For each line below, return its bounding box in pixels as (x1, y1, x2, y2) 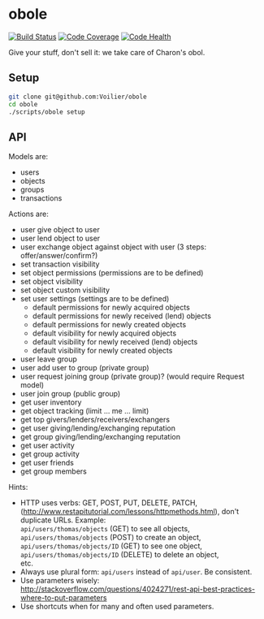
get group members (19, 466, 87, 476)
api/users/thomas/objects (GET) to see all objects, (19, 524, 190, 534)
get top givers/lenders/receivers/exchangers (19, 415, 171, 425)
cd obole (8, 100, 38, 108)
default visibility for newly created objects (32, 346, 173, 356)
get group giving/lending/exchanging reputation (19, 432, 181, 442)
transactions (19, 193, 63, 203)
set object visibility (19, 277, 84, 287)
